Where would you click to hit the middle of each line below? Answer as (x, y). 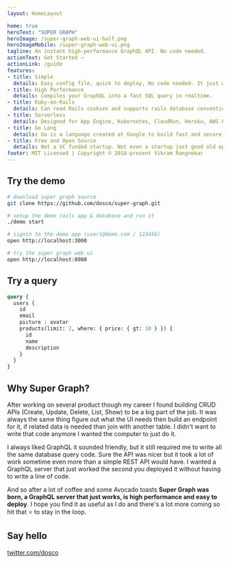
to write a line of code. (39, 476)
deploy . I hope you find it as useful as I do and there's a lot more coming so (114, 504)
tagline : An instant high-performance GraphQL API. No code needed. (107, 51)
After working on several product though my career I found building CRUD (112, 405)
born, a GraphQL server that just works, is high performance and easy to (112, 496)
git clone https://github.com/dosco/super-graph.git (84, 203)
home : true (23, 26)
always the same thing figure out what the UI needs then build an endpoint (112, 419)
